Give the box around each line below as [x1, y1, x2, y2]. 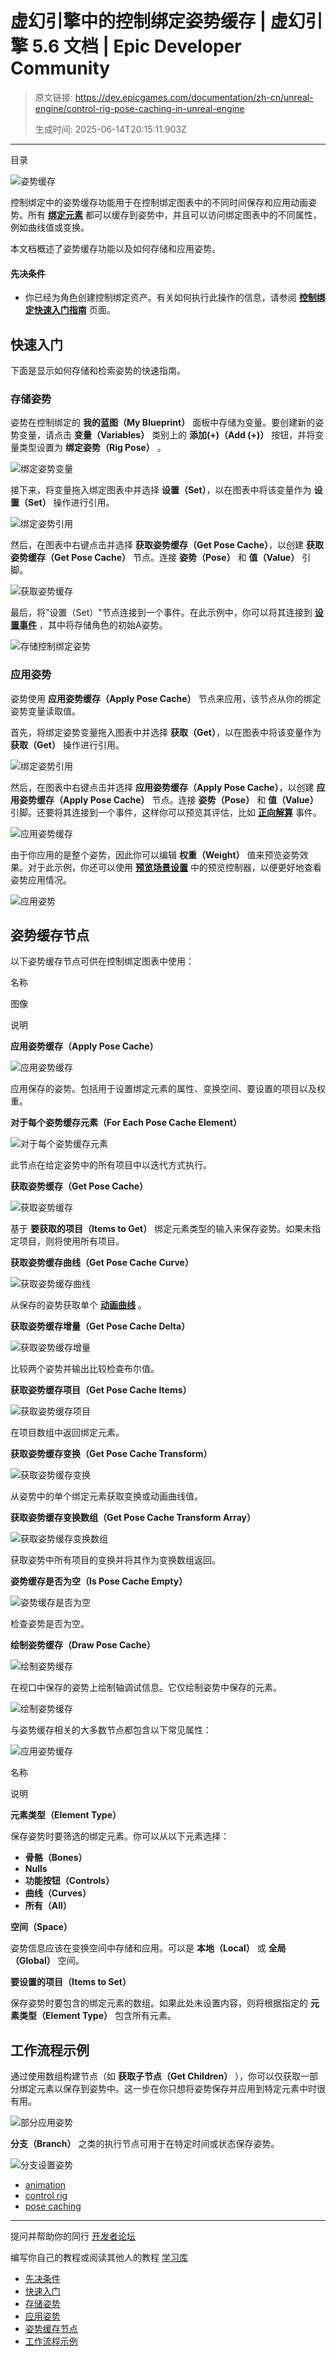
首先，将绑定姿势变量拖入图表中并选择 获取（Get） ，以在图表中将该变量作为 [10, 726, 322, 738]
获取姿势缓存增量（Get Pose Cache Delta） [10, 1320, 191, 1332]
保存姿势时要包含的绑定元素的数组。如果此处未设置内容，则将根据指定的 [10, 1997, 308, 2009]
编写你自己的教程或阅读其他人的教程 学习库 [10, 2252, 188, 2264]
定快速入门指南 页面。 [24, 304, 116, 316]
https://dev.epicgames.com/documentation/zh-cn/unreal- [74, 91, 314, 103]
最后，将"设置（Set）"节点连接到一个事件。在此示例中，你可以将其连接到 [10, 607, 313, 619]
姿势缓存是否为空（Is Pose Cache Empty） [10, 1575, 188, 1587]
